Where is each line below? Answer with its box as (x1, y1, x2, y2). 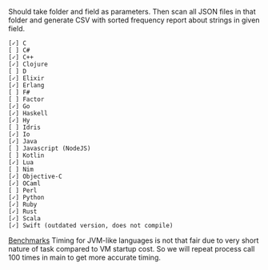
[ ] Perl (8, 187, 38, 195)
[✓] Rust (8, 208, 38, 216)
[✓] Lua (8, 159, 34, 167)
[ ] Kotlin (8, 151, 45, 159)
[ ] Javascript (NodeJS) (8, 144, 91, 152)
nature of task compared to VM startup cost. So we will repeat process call (8, 244, 255, 253)
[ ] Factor (8, 95, 45, 103)
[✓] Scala (8, 215, 42, 223)
